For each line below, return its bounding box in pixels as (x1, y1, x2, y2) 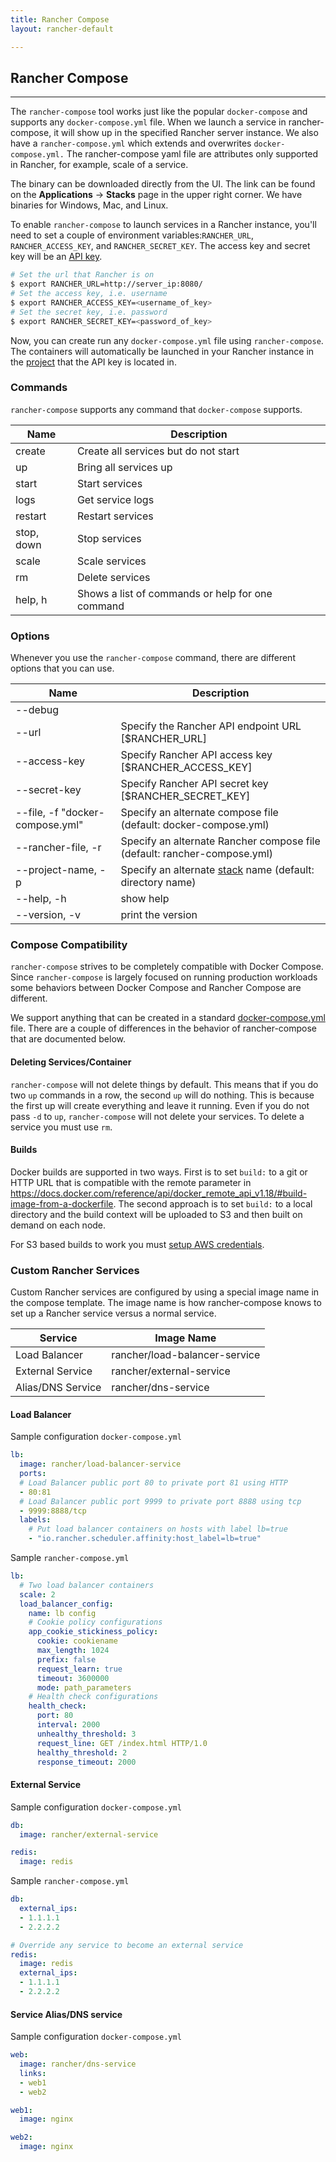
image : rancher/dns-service (19, 2059, 137, 2070)
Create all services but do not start (76, 444, 240, 458)
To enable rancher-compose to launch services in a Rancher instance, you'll (10, 219, 317, 231)
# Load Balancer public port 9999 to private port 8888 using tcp (19, 1496, 302, 1506)
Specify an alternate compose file (120, 806, 279, 820)
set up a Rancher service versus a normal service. (10, 1307, 217, 1320)
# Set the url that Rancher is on (10, 270, 155, 280)
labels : (19, 1515, 52, 1525)
